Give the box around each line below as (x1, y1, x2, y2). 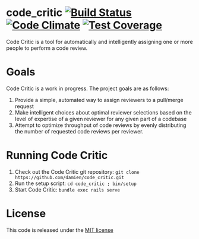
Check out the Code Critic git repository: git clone (14, 168, 140, 175)
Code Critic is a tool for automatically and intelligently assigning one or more (6, 38, 193, 45)
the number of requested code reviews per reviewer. (14, 128, 144, 135)
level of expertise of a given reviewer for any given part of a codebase (14, 115, 187, 122)
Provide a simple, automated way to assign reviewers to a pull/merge (14, 96, 184, 103)
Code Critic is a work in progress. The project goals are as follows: (6, 85, 169, 92)
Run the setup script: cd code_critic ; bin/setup (14, 180, 137, 187)
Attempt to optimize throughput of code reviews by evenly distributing (14, 122, 187, 129)
